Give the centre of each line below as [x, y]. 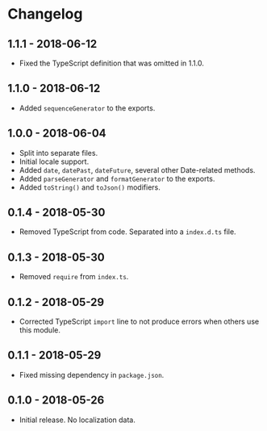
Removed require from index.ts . [74, 277]
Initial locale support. [54, 161]
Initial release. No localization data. [77, 420]
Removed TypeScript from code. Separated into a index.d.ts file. [127, 232]
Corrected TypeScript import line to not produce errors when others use [139, 322]
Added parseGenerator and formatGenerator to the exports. [117, 178]
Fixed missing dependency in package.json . [92, 375]
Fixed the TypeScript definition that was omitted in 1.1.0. [112, 63]
